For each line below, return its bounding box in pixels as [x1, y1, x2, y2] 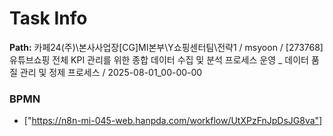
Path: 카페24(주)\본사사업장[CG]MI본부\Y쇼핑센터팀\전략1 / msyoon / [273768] [9, 41, 324, 53]
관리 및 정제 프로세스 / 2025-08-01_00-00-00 [19, 66, 203, 78]
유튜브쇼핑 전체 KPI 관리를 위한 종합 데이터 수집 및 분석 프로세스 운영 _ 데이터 [9, 53, 309, 66]
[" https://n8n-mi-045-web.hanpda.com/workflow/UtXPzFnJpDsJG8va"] [23, 115, 323, 127]
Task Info [9, 7, 88, 30]
